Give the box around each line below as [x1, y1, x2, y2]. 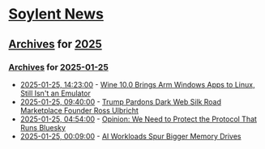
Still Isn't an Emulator [19, 88, 91, 98]
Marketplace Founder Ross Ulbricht [19, 105, 139, 115]
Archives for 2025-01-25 [8, 62, 109, 73]
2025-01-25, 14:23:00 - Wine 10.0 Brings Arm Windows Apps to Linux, [19, 79, 255, 89]
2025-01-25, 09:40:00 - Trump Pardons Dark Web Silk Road [19, 96, 221, 106]
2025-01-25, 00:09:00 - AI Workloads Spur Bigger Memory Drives [19, 131, 241, 141]
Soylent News [8, 5, 104, 23]
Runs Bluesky [19, 122, 66, 132]
